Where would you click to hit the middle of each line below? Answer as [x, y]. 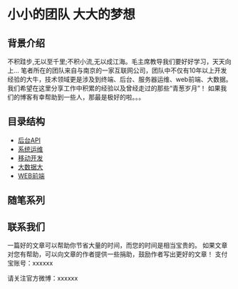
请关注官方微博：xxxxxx [43, 278]
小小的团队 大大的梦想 [71, 15]
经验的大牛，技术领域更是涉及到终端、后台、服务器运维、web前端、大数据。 [120, 79]
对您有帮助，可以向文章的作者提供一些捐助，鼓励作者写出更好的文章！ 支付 [118, 254]
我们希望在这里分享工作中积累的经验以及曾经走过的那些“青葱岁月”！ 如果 [114, 88]
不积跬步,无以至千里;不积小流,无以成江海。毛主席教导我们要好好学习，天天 [117, 62]
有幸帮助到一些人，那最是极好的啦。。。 [88, 97]
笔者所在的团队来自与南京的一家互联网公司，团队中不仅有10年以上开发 [124, 70]
